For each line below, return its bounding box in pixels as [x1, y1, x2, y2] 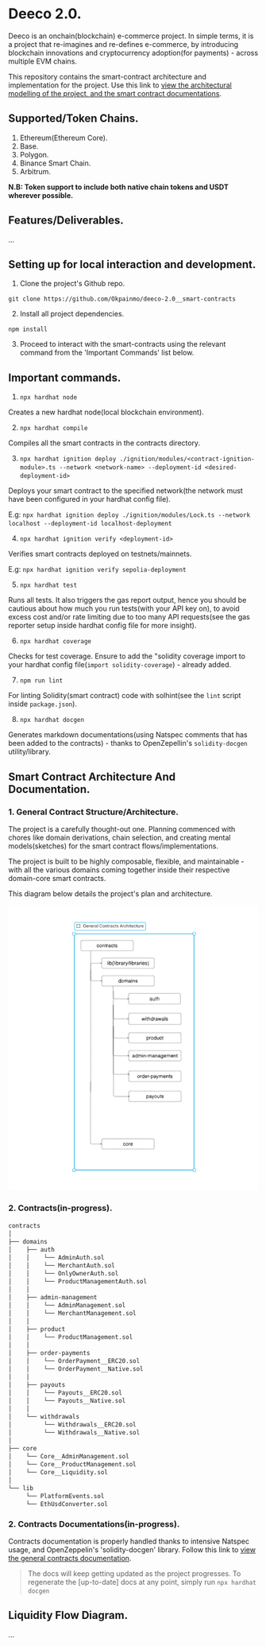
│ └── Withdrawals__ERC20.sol [8, 1420, 137, 1428]
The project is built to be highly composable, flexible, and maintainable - [8, 856, 245, 866]
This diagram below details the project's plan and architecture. [8, 888, 213, 899]
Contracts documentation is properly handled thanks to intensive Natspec [8, 1536, 250, 1547]
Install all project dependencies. [19, 309, 125, 319]
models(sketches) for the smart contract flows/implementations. [8, 840, 218, 851]
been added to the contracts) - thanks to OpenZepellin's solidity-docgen [8, 739, 248, 748]
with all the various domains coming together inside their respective [8, 864, 230, 875]
